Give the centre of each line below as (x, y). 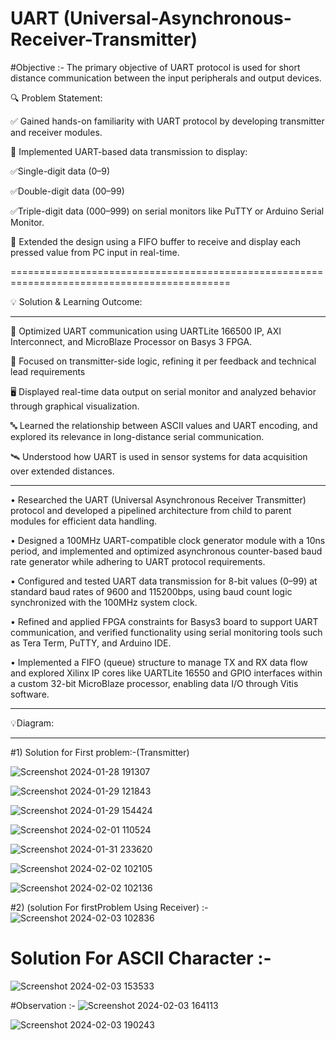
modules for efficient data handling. (84, 521)
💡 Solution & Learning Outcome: (76, 301)
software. (30, 694)
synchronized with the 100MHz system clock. (104, 602)
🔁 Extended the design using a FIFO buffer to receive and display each (156, 241)
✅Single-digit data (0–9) (60, 171)
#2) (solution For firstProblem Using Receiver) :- (109, 907)
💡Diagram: (32, 723)
